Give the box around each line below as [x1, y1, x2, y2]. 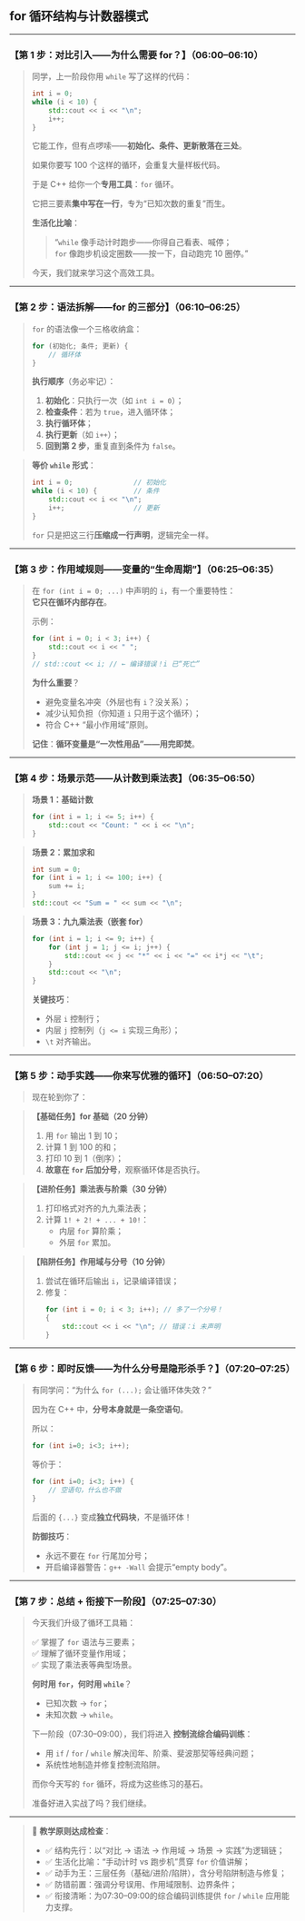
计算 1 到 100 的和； [44, 1142, 120, 1153]
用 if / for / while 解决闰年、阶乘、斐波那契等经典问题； [44, 1748, 257, 1759]
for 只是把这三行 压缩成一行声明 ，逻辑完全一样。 [31, 530, 214, 540]
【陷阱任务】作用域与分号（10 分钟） [31, 1256, 171, 1267]
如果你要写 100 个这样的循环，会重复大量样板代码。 [31, 160, 225, 171]
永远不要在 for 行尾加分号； [44, 1550, 150, 1560]
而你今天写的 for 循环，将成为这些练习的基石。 [31, 1778, 209, 1789]
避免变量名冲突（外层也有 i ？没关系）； [44, 696, 192, 707]
